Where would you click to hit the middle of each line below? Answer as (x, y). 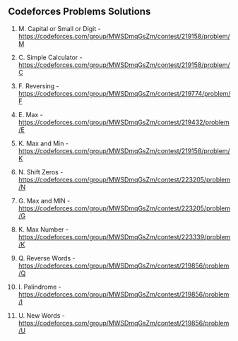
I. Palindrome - (40, 287)
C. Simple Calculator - (50, 57)
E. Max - (30, 114)
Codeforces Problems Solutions (79, 12)
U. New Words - (42, 315)
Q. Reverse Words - (47, 258)
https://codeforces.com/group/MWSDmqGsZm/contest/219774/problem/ (124, 93)
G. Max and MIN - (44, 201)
